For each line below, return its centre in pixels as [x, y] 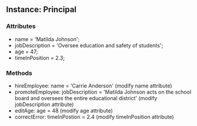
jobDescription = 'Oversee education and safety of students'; [89, 45]
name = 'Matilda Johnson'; [47, 39]
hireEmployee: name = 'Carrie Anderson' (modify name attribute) [93, 86]
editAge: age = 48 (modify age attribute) [64, 110]
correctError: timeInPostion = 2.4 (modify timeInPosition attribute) [94, 117]
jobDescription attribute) [44, 104]
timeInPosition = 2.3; [40, 57]
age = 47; [26, 52]
